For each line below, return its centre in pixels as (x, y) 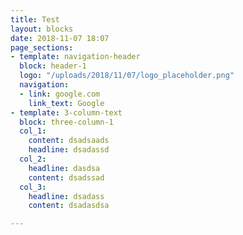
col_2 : (33, 159)
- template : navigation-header (75, 57)
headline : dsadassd (69, 150)
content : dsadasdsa (69, 206)
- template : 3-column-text (66, 112)
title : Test (35, 19)
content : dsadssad (66, 177)
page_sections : (42, 47)
